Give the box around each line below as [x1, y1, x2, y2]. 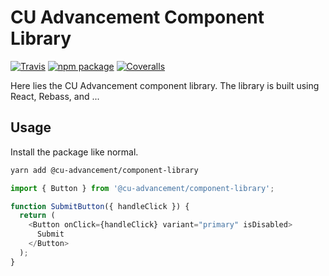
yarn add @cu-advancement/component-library [10, 165, 199, 175]
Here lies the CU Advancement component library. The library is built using [10, 79, 320, 91]
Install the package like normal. [10, 146, 139, 158]
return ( [19, 211, 56, 221]
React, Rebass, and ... [10, 90, 100, 102]
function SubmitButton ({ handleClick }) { [10, 201, 190, 211]
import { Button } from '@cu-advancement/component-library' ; [10, 183, 275, 193]
